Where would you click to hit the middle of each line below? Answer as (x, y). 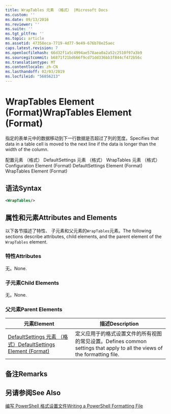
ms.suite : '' (19, 29)
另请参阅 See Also (33, 393)
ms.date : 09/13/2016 (27, 19)
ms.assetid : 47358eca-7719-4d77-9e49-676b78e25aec (60, 43)
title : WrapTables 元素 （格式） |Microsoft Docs (56, 10)
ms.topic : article (25, 39)
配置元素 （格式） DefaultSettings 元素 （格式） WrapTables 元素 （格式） (83, 160)
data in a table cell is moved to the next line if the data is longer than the (81, 144)
